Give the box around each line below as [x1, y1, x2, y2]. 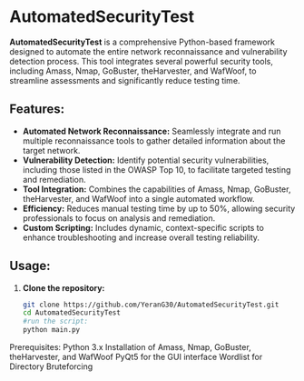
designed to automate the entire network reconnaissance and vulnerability [9, 45, 288, 56]
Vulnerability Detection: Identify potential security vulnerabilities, [22, 155, 270, 165]
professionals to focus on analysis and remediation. [22, 212, 216, 224]
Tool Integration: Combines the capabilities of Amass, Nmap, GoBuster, [22, 184, 291, 195]
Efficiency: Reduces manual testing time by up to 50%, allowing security [22, 203, 296, 214]
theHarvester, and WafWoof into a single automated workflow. [22, 193, 255, 204]
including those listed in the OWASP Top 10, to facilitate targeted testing [22, 164, 291, 175]
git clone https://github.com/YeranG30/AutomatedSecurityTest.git [22, 300, 279, 309]
